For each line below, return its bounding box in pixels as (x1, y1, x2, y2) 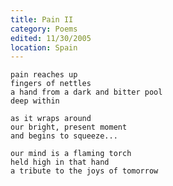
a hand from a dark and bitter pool (10, 87, 163, 98)
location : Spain (10, 42, 78, 53)
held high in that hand (10, 157, 110, 168)
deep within (10, 96, 60, 106)
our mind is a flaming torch (10, 149, 132, 159)
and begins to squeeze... (10, 131, 118, 141)
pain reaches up (10, 70, 78, 80)
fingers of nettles (10, 79, 92, 89)
